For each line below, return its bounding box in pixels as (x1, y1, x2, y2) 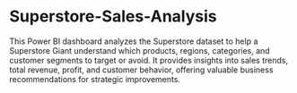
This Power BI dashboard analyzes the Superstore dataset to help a (9, 36, 258, 46)
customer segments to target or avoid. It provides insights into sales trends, (9, 55, 289, 65)
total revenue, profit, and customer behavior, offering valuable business (9, 64, 274, 75)
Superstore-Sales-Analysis (9, 6, 217, 27)
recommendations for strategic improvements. (9, 73, 181, 84)
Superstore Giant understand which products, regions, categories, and (9, 45, 271, 55)
